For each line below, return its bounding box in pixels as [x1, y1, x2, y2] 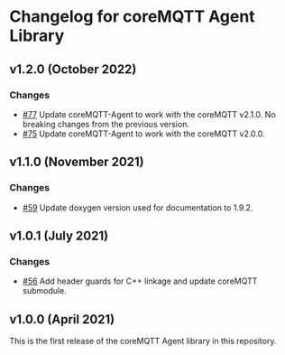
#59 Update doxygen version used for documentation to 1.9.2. [22, 201, 253, 213]
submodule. [22, 285, 68, 296]
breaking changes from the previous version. [22, 118, 189, 129]
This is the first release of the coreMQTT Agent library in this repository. [9, 336, 277, 347]
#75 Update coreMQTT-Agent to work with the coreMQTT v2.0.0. [22, 128, 265, 139]
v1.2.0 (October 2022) [9, 61, 137, 77]
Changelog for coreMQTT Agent [9, 6, 255, 27]
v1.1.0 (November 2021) [9, 154, 144, 170]
